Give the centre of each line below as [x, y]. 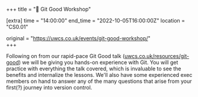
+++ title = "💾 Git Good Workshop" [49, 9]
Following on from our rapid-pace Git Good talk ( [66, 56]
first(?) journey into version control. [49, 88]
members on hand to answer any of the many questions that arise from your [99, 81]
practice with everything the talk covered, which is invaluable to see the [94, 69]
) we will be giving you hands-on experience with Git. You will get [98, 62]
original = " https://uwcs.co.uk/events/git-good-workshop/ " [79, 38]
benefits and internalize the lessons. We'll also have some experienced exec [99, 75]
